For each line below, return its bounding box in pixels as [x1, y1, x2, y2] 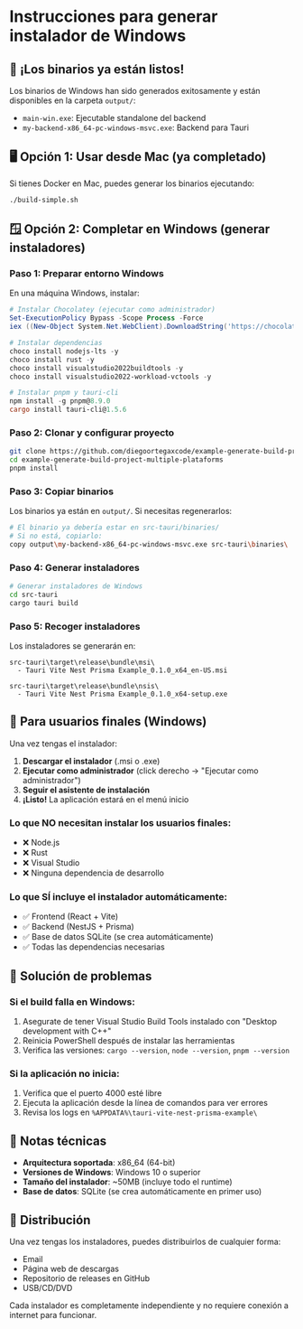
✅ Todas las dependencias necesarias [22, 941, 165, 952]
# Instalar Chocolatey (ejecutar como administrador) [9, 305, 216, 314]
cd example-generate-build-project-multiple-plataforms [9, 455, 224, 464]
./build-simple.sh [9, 195, 78, 204]
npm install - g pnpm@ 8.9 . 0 [9, 397, 111, 406]
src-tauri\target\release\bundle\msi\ [9, 658, 155, 668]
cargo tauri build [9, 598, 78, 607]
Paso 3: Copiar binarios [9, 485, 115, 498]
